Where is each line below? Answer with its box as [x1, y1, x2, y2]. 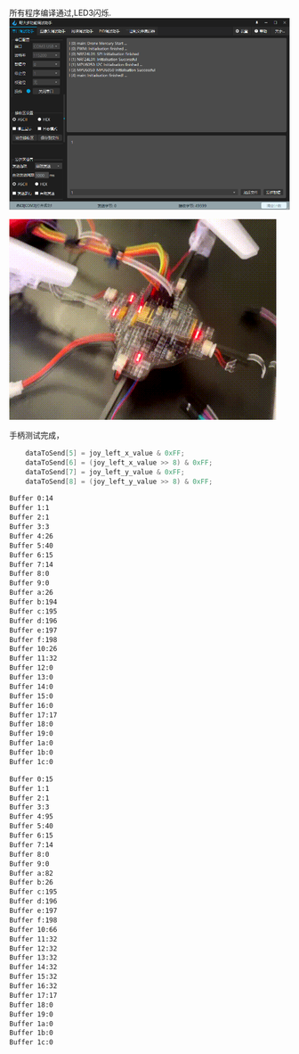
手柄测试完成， [9, 430, 64, 441]
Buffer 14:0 [9, 682, 53, 691]
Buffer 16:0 [9, 701, 53, 710]
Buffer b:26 [9, 878, 53, 887]
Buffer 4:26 [9, 531, 53, 540]
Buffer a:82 [9, 869, 53, 877]
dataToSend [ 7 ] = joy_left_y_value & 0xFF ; [25, 467, 185, 476]
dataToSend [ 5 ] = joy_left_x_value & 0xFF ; [25, 449, 185, 457]
